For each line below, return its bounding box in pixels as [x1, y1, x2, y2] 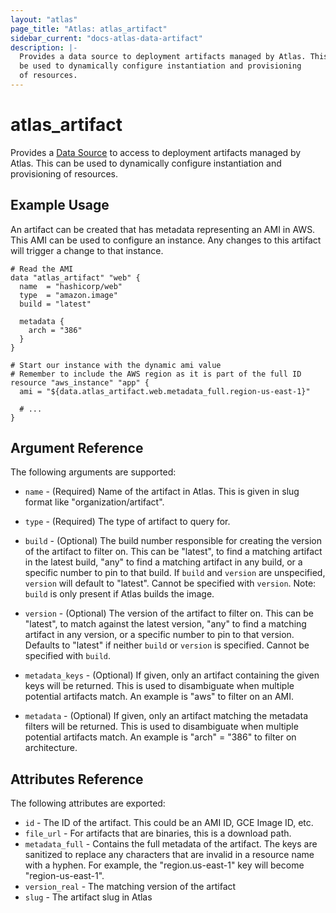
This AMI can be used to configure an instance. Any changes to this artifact [10, 234, 322, 246]
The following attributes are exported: [10, 797, 166, 810]
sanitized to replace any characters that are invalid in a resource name [24, 849, 315, 861]
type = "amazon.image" [19, 290, 118, 300]
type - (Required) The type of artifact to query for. [24, 516, 231, 528]
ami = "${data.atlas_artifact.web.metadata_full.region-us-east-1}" [19, 386, 311, 396]
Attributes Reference [10, 771, 144, 788]
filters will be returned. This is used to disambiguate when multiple [24, 721, 299, 733]
